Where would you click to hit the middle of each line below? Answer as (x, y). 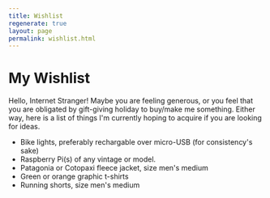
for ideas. (24, 127)
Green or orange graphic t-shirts (74, 177)
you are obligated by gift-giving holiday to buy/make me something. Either (132, 109)
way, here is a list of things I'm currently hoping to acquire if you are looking (135, 118)
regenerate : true (38, 23)
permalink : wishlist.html (52, 38)
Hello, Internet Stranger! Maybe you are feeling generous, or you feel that (131, 101)
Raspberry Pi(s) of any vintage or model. (88, 159)
